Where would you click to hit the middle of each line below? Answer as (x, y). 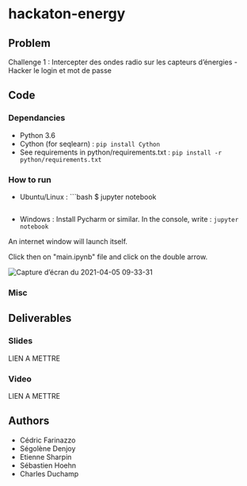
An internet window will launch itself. (68, 241)
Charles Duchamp (49, 473)
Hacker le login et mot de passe (60, 71)
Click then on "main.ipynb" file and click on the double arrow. (108, 256)
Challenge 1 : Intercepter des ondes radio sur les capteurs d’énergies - (123, 62)
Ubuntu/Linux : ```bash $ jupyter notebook (88, 197)
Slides (21, 341)
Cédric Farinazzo (47, 440)
